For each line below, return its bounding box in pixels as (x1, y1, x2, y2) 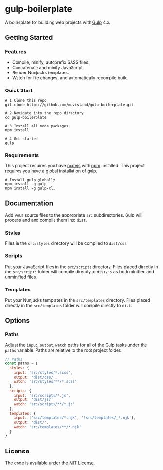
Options (5, 316, 30, 325)
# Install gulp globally (5, 178, 55, 182)
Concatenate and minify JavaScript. (12, 64, 84, 70)
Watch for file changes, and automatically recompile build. (12, 74, 129, 81)
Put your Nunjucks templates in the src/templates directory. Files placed (5, 297, 150, 303)
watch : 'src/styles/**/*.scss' (14, 379, 77, 384)
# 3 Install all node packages (5, 123, 69, 128)
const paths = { (5, 361, 38, 366)
